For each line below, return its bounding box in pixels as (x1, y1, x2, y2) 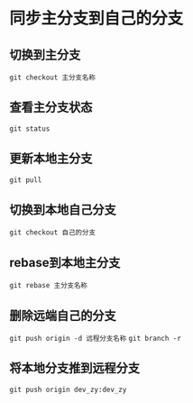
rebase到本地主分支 (9, 254, 121, 270)
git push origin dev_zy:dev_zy (9, 385, 127, 394)
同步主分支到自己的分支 (9, 8, 184, 29)
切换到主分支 (9, 47, 81, 62)
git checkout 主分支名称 (9, 73, 96, 82)
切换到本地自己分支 (9, 202, 116, 217)
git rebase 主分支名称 (9, 281, 88, 290)
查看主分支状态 (9, 100, 93, 115)
